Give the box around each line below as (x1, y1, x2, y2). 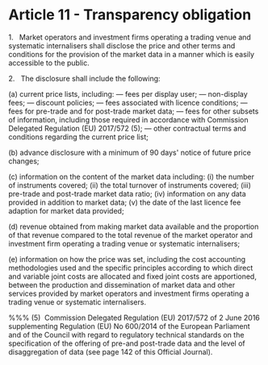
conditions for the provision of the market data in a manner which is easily (8, 49, 255, 59)
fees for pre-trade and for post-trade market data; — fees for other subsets (8, 106, 259, 116)
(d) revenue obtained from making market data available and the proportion (8, 222, 259, 231)
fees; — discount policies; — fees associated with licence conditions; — (8, 97, 248, 107)
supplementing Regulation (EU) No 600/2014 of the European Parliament (8, 321, 250, 331)
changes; (8, 156, 40, 166)
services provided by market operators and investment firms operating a (8, 288, 250, 298)
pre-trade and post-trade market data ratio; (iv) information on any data (8, 189, 246, 198)
